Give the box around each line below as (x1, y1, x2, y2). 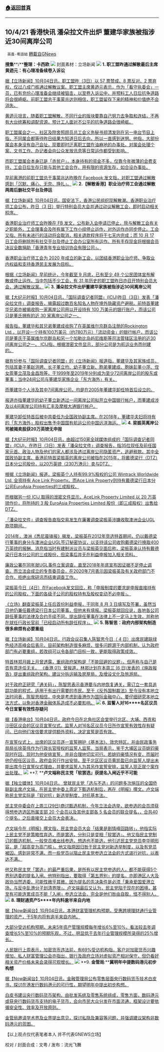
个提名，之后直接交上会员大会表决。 (5, 815, 78, 821)
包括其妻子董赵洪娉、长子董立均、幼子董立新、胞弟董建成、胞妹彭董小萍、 (5, 364, 155, 370)
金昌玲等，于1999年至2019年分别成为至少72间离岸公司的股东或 (30, 370, 158, 376)
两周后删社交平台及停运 (5, 187, 52, 193)
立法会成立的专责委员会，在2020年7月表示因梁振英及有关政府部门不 (18, 568, 155, 574)
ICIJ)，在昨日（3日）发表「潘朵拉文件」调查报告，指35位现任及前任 (15, 443, 152, 449)
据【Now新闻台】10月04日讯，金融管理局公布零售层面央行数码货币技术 (5, 976, 148, 981)
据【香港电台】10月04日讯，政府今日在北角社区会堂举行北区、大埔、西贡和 (5, 717, 156, 723)
